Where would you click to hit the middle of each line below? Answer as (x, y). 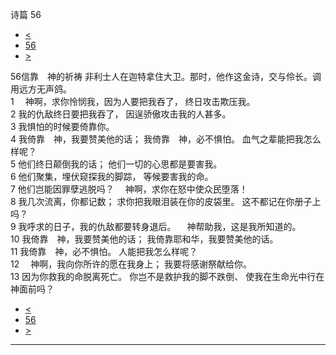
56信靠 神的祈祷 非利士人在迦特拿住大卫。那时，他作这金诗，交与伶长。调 (166, 76)
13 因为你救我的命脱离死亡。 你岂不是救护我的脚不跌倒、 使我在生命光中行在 (167, 276)
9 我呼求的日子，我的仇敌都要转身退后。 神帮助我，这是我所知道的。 (156, 226)
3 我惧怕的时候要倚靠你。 (62, 126)
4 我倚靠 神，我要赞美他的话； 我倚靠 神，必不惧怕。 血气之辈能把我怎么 (166, 139)
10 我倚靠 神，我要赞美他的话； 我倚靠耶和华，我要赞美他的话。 (144, 239)
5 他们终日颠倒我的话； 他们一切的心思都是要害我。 (116, 164)
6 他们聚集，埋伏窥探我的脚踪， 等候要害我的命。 (112, 176)
